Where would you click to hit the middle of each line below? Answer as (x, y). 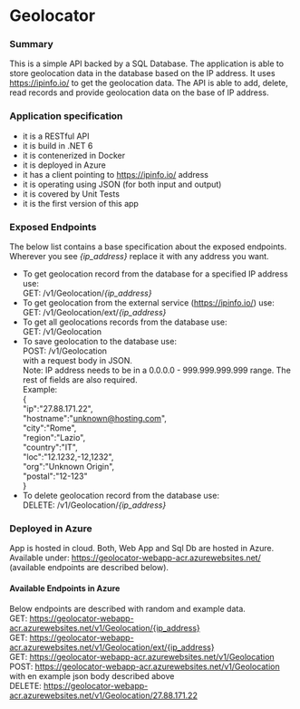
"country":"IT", (50, 447)
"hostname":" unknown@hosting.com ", (95, 419)
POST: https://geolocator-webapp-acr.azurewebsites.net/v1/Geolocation (145, 666)
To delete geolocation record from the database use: (121, 496)
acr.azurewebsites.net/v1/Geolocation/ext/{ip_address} (112, 647)
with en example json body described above (92, 675)
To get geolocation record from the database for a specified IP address (155, 274)
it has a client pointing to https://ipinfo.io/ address (115, 174)
